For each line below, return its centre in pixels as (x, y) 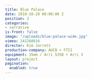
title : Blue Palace (25, 9)
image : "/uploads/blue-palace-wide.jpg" (46, 37)
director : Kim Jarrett (28, 46)
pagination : (17, 63)
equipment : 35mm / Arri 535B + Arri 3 (44, 55)
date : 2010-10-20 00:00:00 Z (34, 14)
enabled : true (23, 68)
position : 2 (17, 18)
